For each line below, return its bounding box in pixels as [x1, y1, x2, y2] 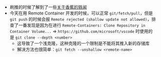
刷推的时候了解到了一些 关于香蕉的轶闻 [9, 4, 87, 10]
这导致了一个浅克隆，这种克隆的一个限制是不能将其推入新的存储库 [17, 41, 150, 46]
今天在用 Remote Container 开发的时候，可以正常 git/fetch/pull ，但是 [9, 10, 153, 16]
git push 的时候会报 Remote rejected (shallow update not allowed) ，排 [9, 16, 156, 22]
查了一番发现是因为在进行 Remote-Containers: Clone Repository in [9, 22, 145, 28]
